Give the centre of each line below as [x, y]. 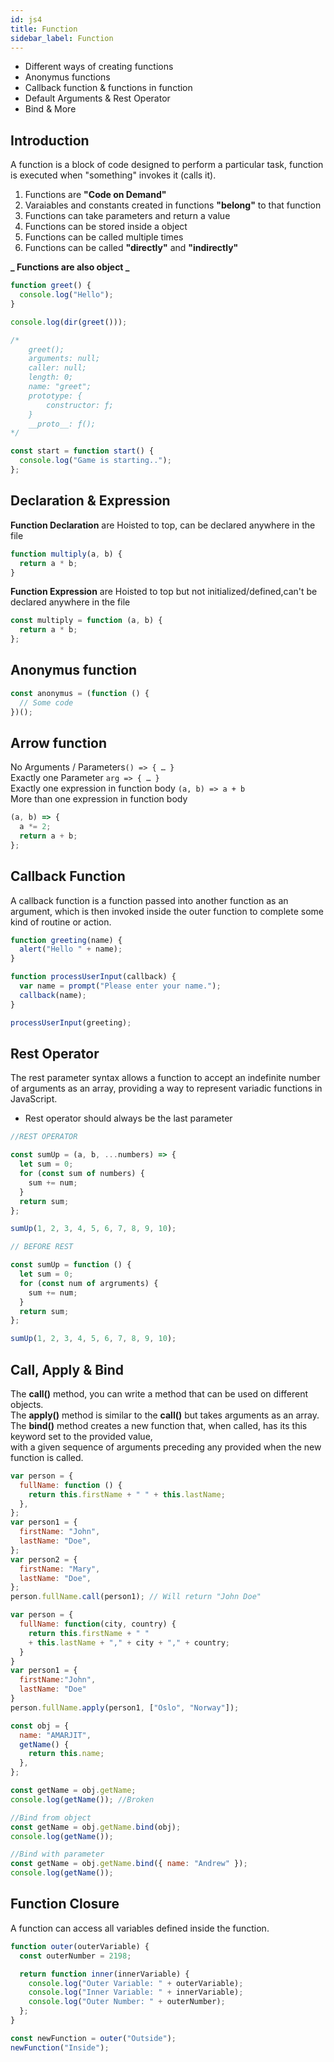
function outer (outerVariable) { [80, 1946]
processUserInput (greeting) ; [71, 1022]
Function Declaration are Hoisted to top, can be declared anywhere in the [163, 525]
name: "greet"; [60, 387]
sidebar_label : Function [62, 38]
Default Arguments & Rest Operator [97, 98]
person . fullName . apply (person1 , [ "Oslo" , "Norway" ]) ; [125, 1707]
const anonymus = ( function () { [80, 693]
